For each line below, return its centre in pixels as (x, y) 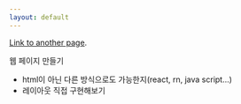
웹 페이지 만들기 (37, 60)
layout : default (39, 17)
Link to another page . (48, 42)
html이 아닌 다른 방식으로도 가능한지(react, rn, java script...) (127, 79)
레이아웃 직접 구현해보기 (64, 90)
